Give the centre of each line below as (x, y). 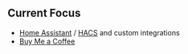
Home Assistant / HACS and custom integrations (99, 32)
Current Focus (44, 13)
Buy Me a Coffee (47, 41)
